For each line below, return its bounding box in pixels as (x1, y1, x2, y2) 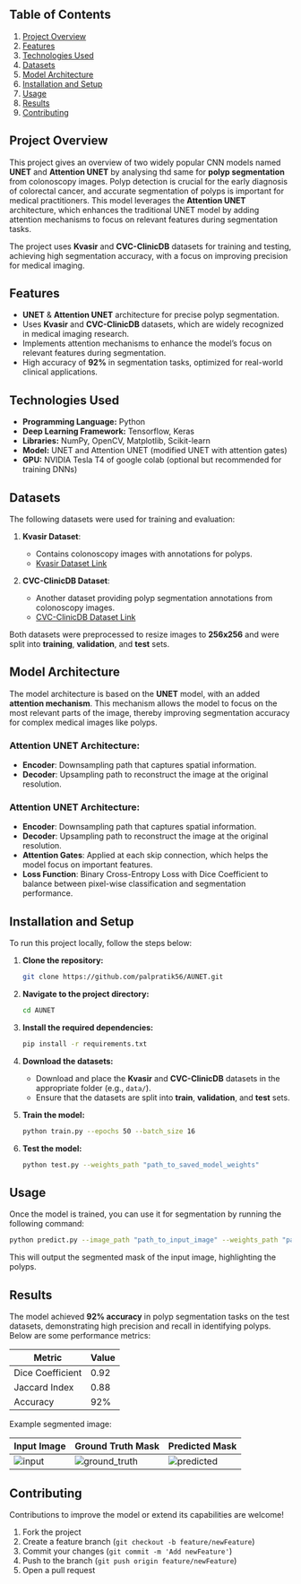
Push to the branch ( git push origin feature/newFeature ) (21, 1554, 237, 1566)
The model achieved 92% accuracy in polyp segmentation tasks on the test (9, 1312, 289, 1322)
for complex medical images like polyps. (9, 717, 159, 727)
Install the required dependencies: (21, 1022, 154, 1033)
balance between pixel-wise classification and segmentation (21, 878, 246, 890)
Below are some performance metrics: (9, 1330, 150, 1341)
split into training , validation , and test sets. (9, 639, 170, 650)
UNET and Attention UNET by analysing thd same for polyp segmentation (9, 166, 285, 177)
